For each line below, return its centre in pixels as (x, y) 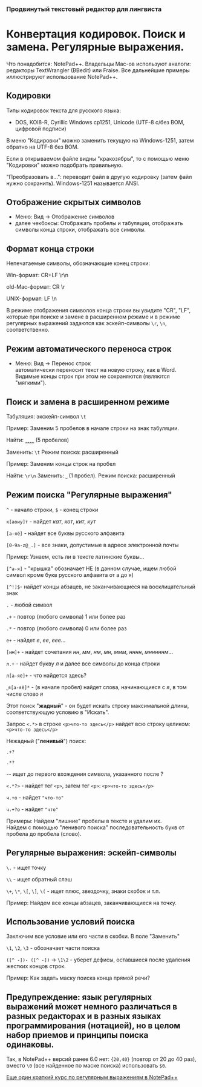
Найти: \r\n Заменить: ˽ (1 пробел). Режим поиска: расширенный (91, 476)
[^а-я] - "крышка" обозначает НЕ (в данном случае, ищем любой (91, 568)
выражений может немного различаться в (92, 1007)
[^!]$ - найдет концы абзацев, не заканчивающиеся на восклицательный (101, 587)
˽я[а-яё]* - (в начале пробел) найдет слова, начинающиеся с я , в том (96, 687)
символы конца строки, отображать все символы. (80, 230)
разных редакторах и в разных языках (84, 1016)
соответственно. (28, 330)
